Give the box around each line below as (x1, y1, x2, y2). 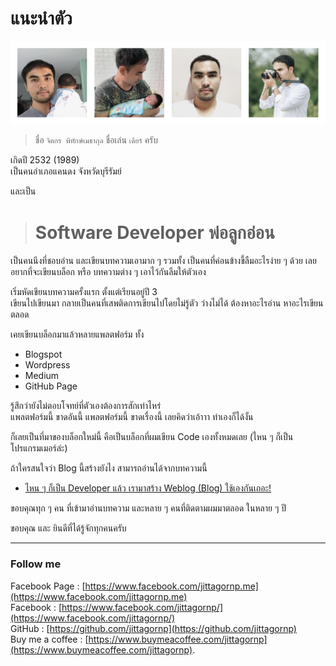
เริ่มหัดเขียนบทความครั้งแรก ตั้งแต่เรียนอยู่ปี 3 (10, 286, 158, 298)
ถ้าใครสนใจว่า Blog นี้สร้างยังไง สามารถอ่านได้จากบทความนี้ (10, 462, 208, 474)
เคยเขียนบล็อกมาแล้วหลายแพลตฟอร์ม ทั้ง (10, 328, 145, 341)
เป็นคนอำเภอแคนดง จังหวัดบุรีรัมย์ (10, 165, 122, 177)
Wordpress (24, 359, 71, 371)
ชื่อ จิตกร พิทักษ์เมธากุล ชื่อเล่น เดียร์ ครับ (34, 134, 159, 146)
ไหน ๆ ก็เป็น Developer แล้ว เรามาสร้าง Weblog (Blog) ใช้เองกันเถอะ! (24, 482, 272, 494)
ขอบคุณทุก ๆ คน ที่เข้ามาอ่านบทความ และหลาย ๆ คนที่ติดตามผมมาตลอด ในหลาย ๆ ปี (10, 502, 287, 514)
